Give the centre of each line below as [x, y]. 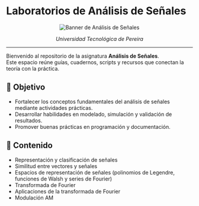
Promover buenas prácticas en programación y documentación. [92, 126]
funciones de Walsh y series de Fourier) [63, 179]
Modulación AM [34, 198]
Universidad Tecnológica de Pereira [99, 39]
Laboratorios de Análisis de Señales [96, 11]
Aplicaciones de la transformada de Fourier [68, 191]
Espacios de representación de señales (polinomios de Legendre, [94, 172]
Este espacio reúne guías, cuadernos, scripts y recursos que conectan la [95, 62]
